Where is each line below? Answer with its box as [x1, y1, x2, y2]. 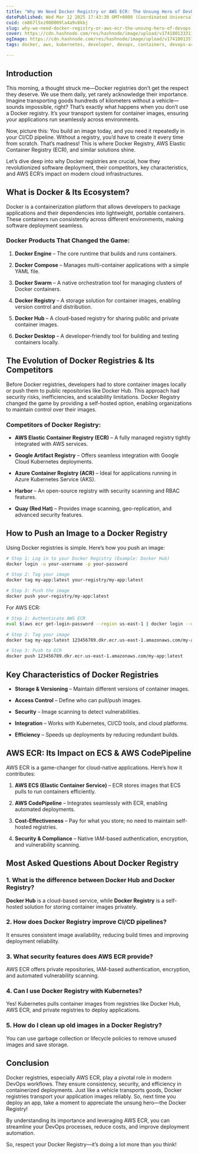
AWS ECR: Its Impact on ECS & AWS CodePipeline [6, 748, 192, 758]
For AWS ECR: [6, 604, 41, 611]
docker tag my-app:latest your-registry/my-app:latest [6, 577, 144, 583]
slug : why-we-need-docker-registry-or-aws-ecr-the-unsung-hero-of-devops [6, 25, 192, 31]
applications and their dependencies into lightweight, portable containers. [6, 209, 186, 216]
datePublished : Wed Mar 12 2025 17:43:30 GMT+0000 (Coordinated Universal [6, 14, 194, 20]
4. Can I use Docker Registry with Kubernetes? [6, 987, 143, 995]
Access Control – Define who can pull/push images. [14, 697, 142, 704]
